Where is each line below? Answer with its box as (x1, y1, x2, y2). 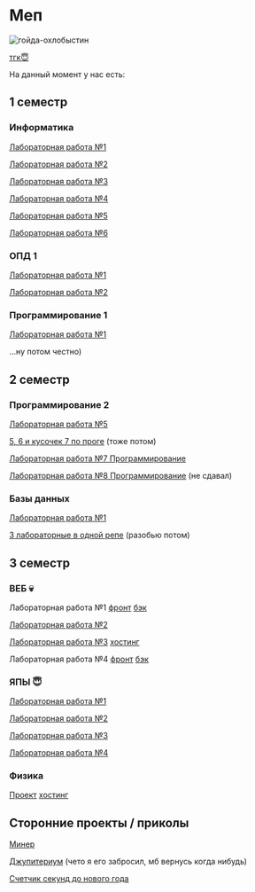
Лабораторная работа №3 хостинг (9, 636, 140, 647)
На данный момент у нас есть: (9, 68, 126, 80)
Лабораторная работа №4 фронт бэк (9, 653, 149, 664)
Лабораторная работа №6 (9, 227, 109, 238)
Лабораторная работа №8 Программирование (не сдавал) (9, 470, 233, 481)
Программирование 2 (9, 398, 110, 411)
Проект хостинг (9, 790, 69, 801)
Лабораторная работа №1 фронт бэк (9, 602, 148, 613)
